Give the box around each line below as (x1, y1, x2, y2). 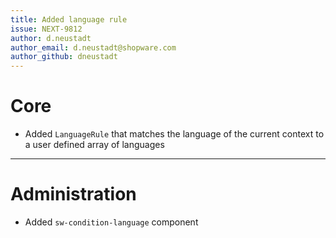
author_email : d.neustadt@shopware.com (10, 42, 177, 53)
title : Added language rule (10, 14, 128, 25)
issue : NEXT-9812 (10, 24, 83, 34)
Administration (10, 183, 137, 206)
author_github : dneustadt (10, 52, 118, 62)
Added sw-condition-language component (24, 216, 199, 228)
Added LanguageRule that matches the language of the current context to (24, 128, 325, 140)
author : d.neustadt (10, 33, 92, 43)
